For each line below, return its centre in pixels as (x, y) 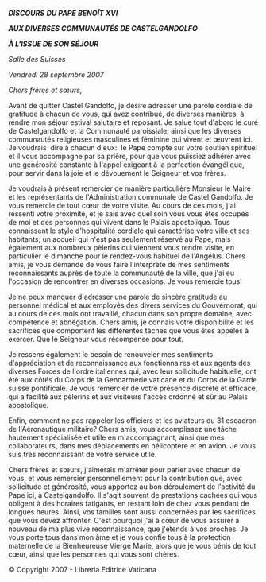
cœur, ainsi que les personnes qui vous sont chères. (94, 554)
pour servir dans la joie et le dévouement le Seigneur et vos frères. (117, 173)
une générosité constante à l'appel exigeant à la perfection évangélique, (126, 165)
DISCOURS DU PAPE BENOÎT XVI (63, 13)
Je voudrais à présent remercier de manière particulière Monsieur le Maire (130, 188)
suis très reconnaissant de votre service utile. (83, 454)
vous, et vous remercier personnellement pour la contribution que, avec (125, 478)
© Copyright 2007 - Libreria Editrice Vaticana (83, 570)
